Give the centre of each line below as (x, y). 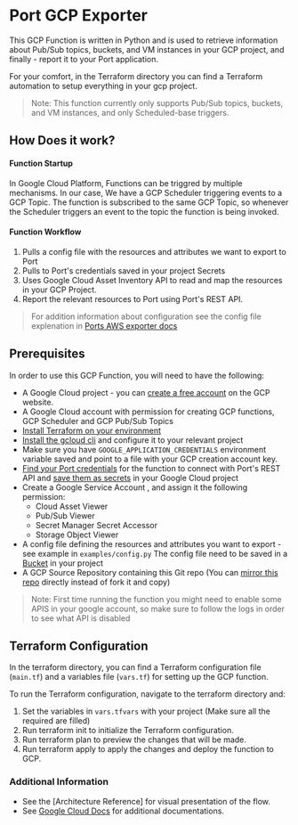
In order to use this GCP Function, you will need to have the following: (137, 375)
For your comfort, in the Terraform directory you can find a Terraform (136, 76)
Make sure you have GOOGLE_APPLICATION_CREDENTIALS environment (144, 449)
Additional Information (59, 782)
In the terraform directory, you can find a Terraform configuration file (135, 667)
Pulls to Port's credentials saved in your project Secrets (124, 270)
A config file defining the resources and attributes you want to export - (152, 543)
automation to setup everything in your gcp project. (103, 86)
